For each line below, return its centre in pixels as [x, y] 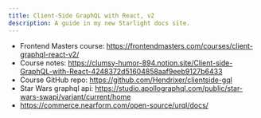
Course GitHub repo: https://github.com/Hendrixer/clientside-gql [126, 80]
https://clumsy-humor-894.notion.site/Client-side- [150, 63]
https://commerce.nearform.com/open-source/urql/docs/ [114, 105]
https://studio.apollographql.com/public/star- [169, 88]
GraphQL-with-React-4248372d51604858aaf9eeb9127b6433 [121, 71]
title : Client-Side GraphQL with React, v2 [82, 16]
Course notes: [43, 63]
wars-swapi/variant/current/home [75, 96]
